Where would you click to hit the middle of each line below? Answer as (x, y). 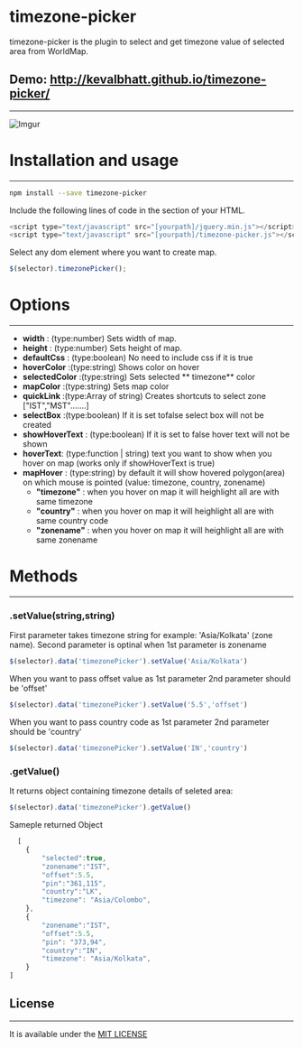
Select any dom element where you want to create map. (113, 252)
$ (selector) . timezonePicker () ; (68, 269)
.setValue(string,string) (62, 616)
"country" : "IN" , (72, 951)
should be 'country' (46, 732)
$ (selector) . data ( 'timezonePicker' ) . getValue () (101, 808)
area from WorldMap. (49, 51)
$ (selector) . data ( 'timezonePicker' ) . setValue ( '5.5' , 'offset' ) (129, 705)
